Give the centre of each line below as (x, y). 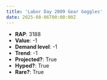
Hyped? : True (32, 65)
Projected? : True (36, 59)
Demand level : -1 (36, 47)
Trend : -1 (26, 53)
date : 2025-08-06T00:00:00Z (41, 17)
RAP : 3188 (28, 34)
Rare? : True (29, 72)
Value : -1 (26, 40)
